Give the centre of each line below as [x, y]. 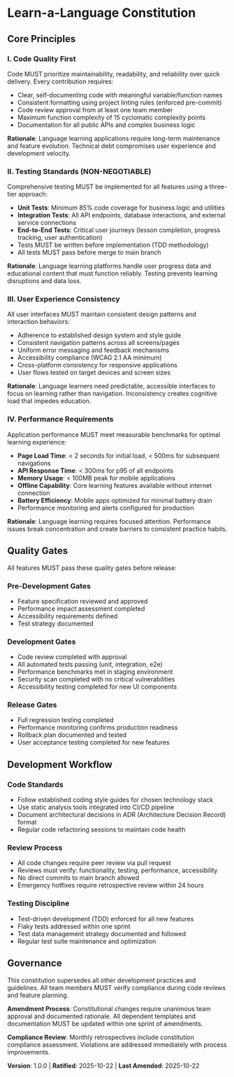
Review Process [35, 848]
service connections [47, 223]
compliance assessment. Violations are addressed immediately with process [117, 1044]
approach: [33, 194]
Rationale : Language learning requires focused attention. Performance [109, 521]
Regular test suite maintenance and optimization [87, 941]
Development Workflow [60, 765]
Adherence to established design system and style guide [99, 335]
